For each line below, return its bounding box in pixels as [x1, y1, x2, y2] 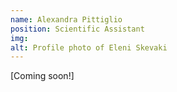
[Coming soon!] [10, 70, 75, 82]
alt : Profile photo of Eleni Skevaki [10, 42, 168, 53]
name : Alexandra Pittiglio [10, 14, 123, 25]
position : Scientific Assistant [10, 24, 145, 34]
